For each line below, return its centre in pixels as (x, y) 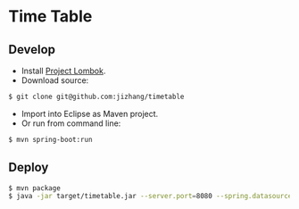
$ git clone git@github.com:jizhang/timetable (96, 96)
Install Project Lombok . (63, 71)
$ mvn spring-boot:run (50, 139)
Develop (32, 50)
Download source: (55, 80)
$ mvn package (35, 188)
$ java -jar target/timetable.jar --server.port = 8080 (111, 196)
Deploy (29, 167)
